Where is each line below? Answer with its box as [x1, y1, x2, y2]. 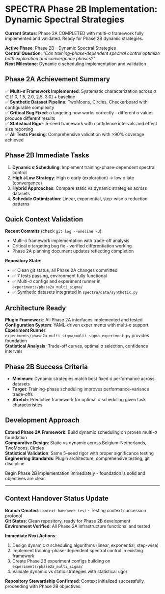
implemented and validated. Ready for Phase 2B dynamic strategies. [5, 35, 143, 41]
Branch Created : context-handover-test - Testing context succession [5, 507, 146, 513]
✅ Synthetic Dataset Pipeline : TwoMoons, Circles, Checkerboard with [5, 99, 148, 105]
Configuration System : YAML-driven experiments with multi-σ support [5, 322, 149, 328]
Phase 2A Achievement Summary [5, 75, 110, 83]
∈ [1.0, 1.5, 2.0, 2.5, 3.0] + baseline [5, 94, 75, 100]
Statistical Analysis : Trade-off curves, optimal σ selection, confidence [5, 343, 148, 349]
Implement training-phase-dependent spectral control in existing [12, 547, 143, 553]
